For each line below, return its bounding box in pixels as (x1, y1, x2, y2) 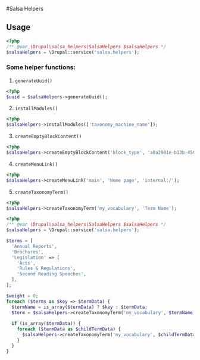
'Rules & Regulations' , (17, 265, 76, 272)
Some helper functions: (6, 63, 76, 72)
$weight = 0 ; (6, 293, 39, 299)
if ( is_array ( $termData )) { (11, 321, 82, 327)
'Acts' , (17, 260, 36, 266)
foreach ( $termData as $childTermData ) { (17, 326, 121, 333)
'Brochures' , (11, 249, 44, 255)
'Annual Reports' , (11, 243, 58, 249)
